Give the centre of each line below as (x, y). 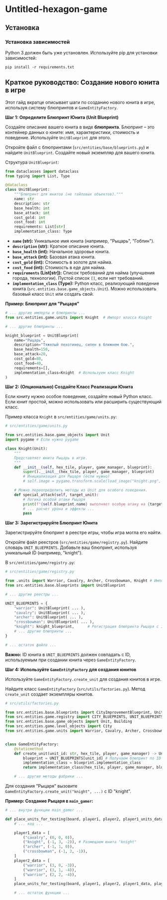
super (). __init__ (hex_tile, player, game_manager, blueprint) (89, 472)
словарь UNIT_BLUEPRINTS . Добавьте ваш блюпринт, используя (71, 547)
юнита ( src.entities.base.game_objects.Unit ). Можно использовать (84, 289)
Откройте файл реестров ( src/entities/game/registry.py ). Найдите (77, 542)
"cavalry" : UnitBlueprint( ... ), (50, 613)
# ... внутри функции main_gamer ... (44, 810)
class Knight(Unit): (27, 449)
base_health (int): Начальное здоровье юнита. (61, 252)
